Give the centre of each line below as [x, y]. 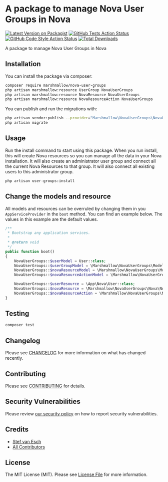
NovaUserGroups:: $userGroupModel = [51, 266]
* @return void [23, 243]
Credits [17, 430]
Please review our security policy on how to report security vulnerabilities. [81, 413]
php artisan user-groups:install [40, 181]
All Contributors [28, 447]
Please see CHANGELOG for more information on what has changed [75, 353]
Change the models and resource [58, 197]
